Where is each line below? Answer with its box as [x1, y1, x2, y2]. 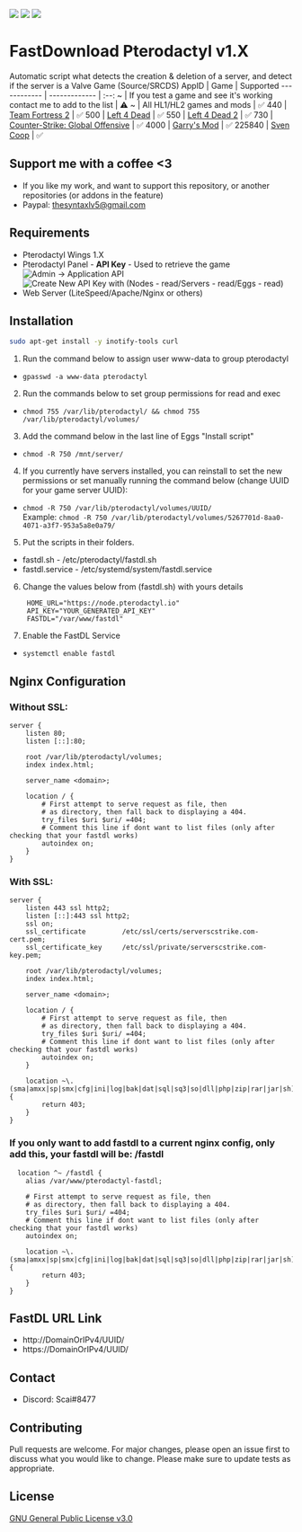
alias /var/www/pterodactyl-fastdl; [25, 1176, 164, 1185]
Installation [9, 313, 74, 328]
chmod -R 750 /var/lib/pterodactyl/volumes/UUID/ [22, 504, 213, 513]
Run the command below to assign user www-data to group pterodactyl [22, 353, 289, 364]
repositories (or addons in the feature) [22, 190, 164, 200]
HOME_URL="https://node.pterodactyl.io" [26, 598, 181, 608]
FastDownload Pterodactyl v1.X [9, 41, 250, 62]
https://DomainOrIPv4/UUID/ [22, 1344, 129, 1355]
